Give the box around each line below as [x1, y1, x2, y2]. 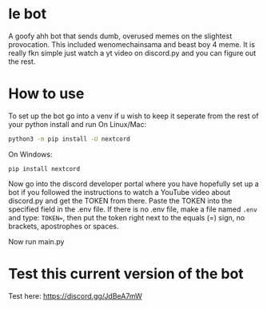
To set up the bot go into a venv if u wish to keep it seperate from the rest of [8, 111, 259, 121]
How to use [8, 85, 85, 103]
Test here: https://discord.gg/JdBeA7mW [8, 291, 142, 300]
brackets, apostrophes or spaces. [8, 221, 119, 231]
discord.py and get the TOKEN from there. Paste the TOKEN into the [8, 196, 233, 205]
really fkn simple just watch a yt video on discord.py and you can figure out [8, 48, 257, 57]
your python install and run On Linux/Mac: [8, 119, 146, 129]
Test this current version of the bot [8, 264, 244, 283]
